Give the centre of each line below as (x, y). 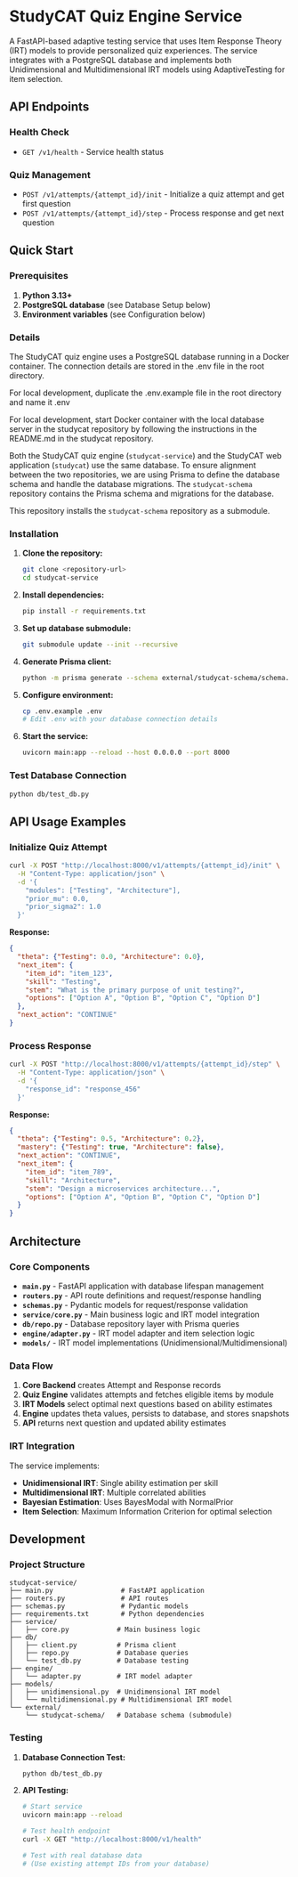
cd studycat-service (60, 578)
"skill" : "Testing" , (63, 981)
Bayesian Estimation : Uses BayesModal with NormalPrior (128, 1501)
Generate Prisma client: (67, 662)
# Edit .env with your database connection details (120, 719)
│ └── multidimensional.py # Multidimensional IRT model (121, 1700)
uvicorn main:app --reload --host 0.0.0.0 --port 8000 (126, 753)
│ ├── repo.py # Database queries (99, 1654)
